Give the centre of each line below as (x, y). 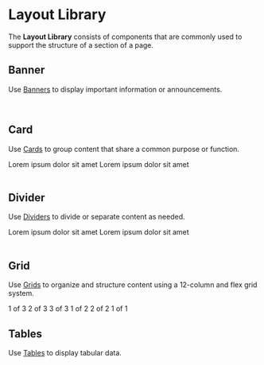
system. (21, 293)
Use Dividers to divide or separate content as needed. (97, 217)
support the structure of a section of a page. (81, 45)
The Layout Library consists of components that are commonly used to (125, 37)
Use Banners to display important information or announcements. (115, 89)
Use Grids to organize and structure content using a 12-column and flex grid (133, 285)
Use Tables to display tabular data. (65, 353)
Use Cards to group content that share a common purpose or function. (124, 149)
